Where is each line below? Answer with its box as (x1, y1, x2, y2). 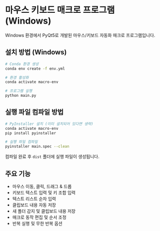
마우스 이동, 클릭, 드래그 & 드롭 (12, 184, 72, 189)
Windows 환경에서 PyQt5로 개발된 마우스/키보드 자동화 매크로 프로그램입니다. (5, 32, 156, 38)
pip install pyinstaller (5, 130, 56, 136)
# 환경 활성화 (5, 75, 29, 80)
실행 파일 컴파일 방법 (5, 108, 64, 116)
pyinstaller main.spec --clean (5, 144, 70, 149)
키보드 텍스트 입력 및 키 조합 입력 (12, 190, 76, 195)
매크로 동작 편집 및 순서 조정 (12, 214, 67, 220)
